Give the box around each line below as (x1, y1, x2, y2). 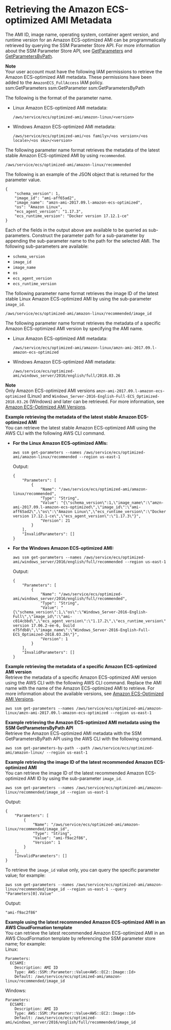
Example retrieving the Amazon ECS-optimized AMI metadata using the (5, 719, 160, 725)
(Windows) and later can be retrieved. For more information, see (29, 398, 164, 404)
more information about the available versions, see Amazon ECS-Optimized (5, 690, 164, 697)
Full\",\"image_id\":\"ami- (12, 614, 72, 619)
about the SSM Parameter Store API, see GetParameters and (5, 48, 133, 54)
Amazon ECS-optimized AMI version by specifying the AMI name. (5, 325, 143, 331)
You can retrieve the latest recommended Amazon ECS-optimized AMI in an (5, 930, 165, 936)
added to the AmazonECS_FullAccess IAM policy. (5, 79, 104, 85)
